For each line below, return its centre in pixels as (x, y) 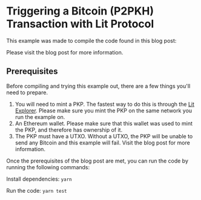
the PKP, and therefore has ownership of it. (69, 130)
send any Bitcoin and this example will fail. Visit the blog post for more (103, 143)
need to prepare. (27, 92)
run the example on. (40, 117)
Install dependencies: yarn (39, 179)
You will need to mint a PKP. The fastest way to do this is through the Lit (105, 104)
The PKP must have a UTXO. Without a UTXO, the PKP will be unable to (104, 136)
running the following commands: (48, 167)
